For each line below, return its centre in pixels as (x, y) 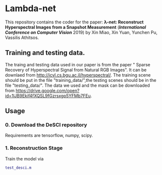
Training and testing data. (45, 53)
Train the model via (24, 158)
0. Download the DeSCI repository (46, 125)
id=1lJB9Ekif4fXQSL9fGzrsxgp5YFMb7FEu (48, 96)
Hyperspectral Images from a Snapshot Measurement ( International (76, 27)
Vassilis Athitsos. (22, 38)
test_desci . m (18, 168)
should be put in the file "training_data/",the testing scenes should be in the (81, 80)
